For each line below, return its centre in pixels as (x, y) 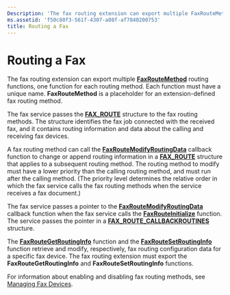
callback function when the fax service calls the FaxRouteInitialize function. (115, 214)
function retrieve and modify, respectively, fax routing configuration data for (114, 249)
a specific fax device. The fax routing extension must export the (97, 256)
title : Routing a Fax (38, 26)
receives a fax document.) (44, 193)
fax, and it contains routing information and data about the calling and (105, 129)
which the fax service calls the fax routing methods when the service (104, 186)
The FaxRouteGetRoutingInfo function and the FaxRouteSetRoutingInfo (110, 241)
